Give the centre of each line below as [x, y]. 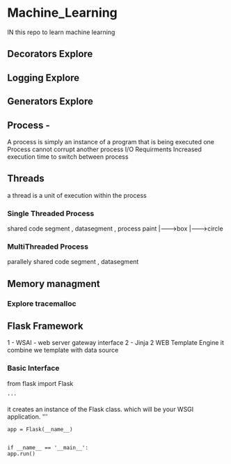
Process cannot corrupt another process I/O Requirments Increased [104, 149]
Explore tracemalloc [42, 303]
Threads [26, 179]
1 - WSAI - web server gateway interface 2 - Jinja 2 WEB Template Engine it [116, 343]
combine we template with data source [63, 350]
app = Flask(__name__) [40, 429]
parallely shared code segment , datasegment [73, 262]
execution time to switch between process [68, 156]
